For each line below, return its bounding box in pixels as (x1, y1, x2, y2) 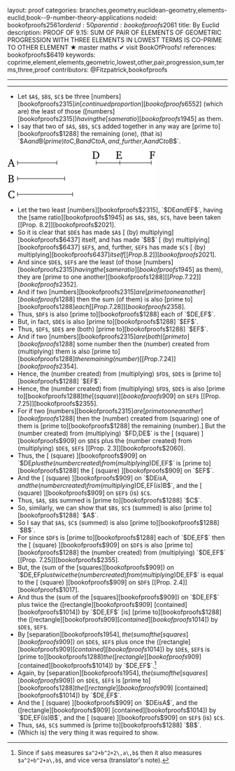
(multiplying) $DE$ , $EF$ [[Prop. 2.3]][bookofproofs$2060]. (17, 444, 185, 452)
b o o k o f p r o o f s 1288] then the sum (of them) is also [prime (20, 295, 184, 303)
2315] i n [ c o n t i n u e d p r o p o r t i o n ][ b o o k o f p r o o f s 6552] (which (58, 100, 223, 108)
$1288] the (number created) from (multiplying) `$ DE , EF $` (58, 548, 226, 557)
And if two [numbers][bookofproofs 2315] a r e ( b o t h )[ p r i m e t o (17, 332, 187, 341)
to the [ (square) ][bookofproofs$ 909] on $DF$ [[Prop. (17, 578, 172, 586)
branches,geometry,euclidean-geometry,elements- (79, 6, 227, 14)
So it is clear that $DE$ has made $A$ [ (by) (17, 228, 138, 236)
